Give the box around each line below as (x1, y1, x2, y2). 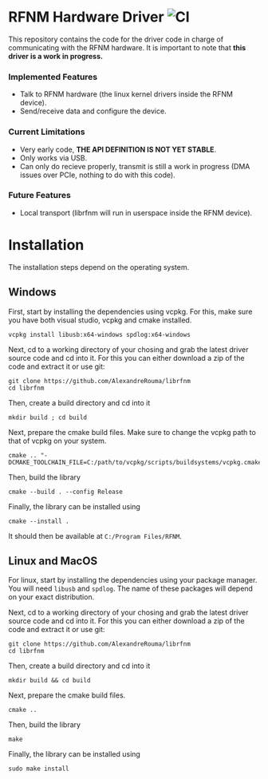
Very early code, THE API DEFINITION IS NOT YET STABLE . (19, 144, 217, 154)
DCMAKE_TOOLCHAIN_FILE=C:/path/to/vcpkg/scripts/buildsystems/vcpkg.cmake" (8, 458, 266, 466)
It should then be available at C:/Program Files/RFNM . (8, 531, 182, 540)
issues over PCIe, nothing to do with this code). (19, 170, 175, 180)
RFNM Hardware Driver (8, 8, 165, 26)
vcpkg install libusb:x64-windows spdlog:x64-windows (8, 330, 191, 338)
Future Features (8, 190, 72, 201)
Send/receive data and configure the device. (19, 106, 167, 116)
